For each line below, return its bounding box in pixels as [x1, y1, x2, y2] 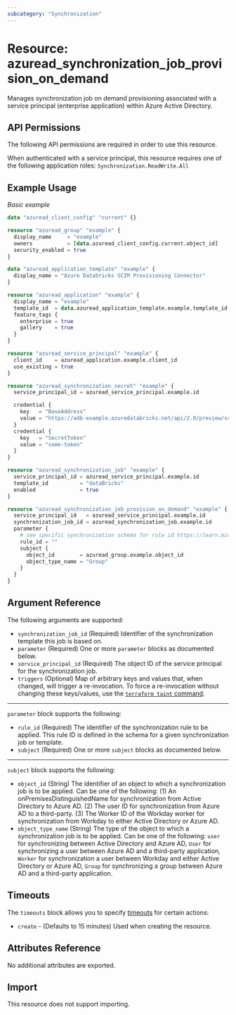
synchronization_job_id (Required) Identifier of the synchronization [17, 629, 214, 638]
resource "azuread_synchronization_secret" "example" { [7, 382, 174, 389]
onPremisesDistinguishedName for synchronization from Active [17, 794, 202, 802]
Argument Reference [7, 597, 101, 609]
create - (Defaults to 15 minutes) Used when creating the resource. [17, 921, 212, 930]
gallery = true [20, 324, 74, 332]
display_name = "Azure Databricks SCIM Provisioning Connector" [13, 272, 206, 279]
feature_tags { [13, 311, 58, 318]
